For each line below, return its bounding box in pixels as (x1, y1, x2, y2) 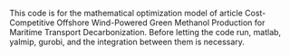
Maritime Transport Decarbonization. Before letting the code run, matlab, (9, 27, 282, 37)
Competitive (9, 17, 55, 28)
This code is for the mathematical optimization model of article (9, 8, 243, 18)
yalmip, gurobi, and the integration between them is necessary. (9, 36, 245, 47)
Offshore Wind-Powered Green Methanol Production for (56, 17, 266, 28)
